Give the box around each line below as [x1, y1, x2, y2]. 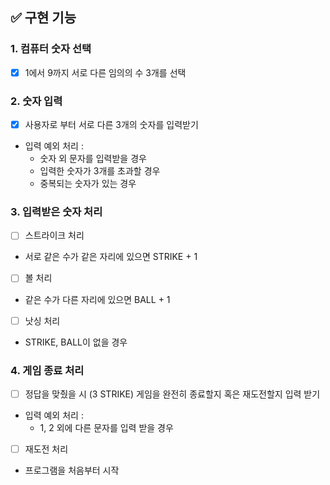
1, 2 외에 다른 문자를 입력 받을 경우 [39, 421, 174, 433]
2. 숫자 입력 [10, 94, 63, 108]
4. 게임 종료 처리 [10, 363, 85, 377]
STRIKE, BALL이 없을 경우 [24, 336, 128, 348]
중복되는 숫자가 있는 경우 [39, 178, 137, 190]
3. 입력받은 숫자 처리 [10, 205, 103, 219]
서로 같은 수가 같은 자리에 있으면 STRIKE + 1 [24, 251, 198, 263]
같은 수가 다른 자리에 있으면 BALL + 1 [24, 293, 171, 305]
